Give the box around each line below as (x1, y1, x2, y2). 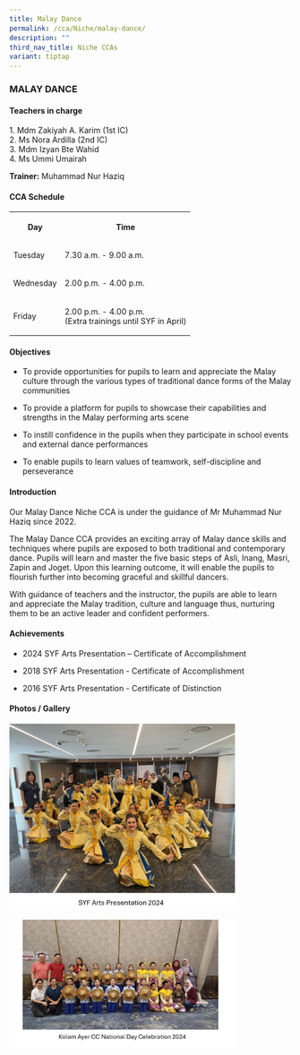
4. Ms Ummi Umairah (9, 153, 88, 165)
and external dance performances (21, 439, 149, 450)
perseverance (21, 466, 74, 476)
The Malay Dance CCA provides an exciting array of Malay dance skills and (9, 533, 287, 544)
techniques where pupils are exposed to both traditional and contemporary (9, 543, 286, 553)
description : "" (9, 33, 70, 42)
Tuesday (13, 250, 45, 261)
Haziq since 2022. (9, 516, 77, 527)
